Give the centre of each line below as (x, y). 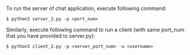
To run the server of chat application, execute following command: (86, 8)
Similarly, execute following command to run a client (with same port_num (95, 30)
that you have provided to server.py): (51, 36)
